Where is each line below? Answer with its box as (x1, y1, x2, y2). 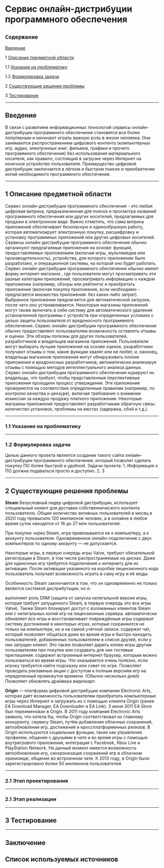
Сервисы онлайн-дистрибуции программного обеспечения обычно (5, 239, 147, 245)
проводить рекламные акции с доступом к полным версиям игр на (5, 668, 146, 674)
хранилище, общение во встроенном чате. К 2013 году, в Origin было (5, 755, 150, 761)
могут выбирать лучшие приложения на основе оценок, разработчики (5, 343, 153, 349)
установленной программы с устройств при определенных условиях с (5, 312, 154, 318)
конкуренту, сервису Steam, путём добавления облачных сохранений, (5, 719, 153, 725)
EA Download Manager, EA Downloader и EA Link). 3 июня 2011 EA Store (5, 703, 152, 709)
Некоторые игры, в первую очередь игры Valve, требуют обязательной (5, 550, 155, 556)
